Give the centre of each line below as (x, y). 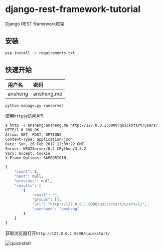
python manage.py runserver (35, 106)
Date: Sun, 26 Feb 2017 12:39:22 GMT (45, 144)
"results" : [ (28, 186)
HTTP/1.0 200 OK (22, 130)
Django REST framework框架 (35, 24)
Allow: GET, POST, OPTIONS (33, 135)
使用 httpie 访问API (24, 116)
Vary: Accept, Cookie (28, 153)
